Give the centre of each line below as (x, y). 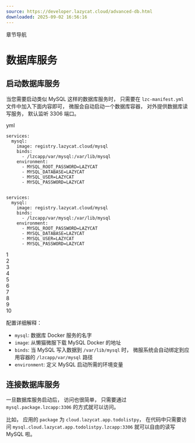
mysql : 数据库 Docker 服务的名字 (53, 335)
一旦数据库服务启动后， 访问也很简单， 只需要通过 (66, 400)
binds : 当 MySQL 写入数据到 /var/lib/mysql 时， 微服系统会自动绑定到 (99, 350)
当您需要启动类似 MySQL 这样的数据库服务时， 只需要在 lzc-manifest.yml (95, 99)
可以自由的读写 (157, 427)
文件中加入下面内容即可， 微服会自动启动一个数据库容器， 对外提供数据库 (94, 106)
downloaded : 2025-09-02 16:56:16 (47, 17)
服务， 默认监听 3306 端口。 (45, 113)
